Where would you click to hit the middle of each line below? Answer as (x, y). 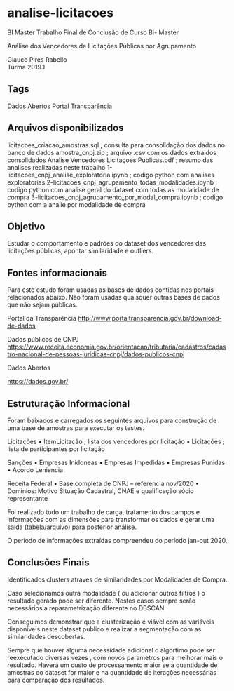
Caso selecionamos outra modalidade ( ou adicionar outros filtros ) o (106, 593)
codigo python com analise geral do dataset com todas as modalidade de (113, 189)
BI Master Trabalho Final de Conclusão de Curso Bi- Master (93, 32)
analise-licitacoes (61, 13)
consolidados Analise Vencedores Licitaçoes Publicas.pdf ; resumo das (110, 160)
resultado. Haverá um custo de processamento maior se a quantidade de (112, 665)
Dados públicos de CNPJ (43, 340)
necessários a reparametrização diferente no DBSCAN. (87, 608)
